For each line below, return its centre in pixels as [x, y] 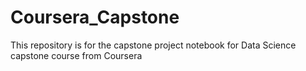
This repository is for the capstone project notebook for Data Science [153, 45]
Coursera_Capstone [95, 17]
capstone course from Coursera [76, 55]
